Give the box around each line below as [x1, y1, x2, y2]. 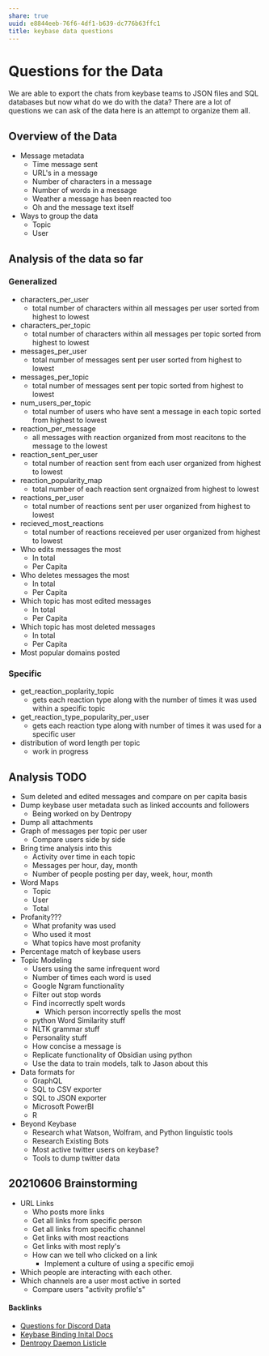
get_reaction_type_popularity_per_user [19, 712, 149, 722]
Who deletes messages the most [19, 570, 130, 580]
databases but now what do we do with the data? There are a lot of [8, 97, 232, 107]
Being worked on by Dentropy [32, 808, 132, 819]
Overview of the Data [8, 129, 117, 143]
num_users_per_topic [19, 398, 91, 408]
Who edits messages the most [19, 544, 121, 554]
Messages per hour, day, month [32, 860, 138, 870]
